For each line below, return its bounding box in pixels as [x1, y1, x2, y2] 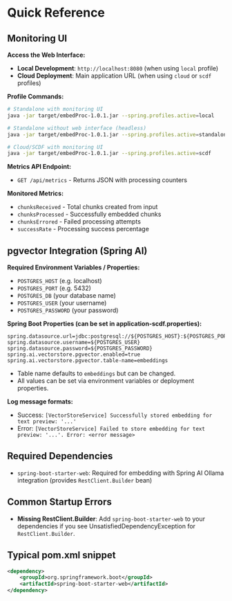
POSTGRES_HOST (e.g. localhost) [17, 277, 102, 285]
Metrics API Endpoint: [7, 163, 71, 171]
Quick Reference [7, 5, 106, 21]
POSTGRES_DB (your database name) [17, 291, 116, 300]
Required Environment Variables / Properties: [7, 263, 140, 271]
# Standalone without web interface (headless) [7, 125, 147, 132]
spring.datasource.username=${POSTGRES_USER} [7, 339, 140, 346]
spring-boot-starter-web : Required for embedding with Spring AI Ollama [17, 469, 224, 477]
